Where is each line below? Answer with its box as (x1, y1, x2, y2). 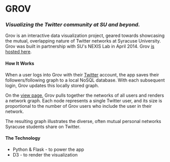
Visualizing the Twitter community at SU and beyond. (5, 21, 141, 28)
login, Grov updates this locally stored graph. (5, 82, 99, 89)
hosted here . (5, 49, 32, 55)
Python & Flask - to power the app (12, 146, 85, 152)
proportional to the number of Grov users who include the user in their (5, 103, 152, 109)
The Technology (5, 135, 41, 141)
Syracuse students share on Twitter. (5, 124, 81, 130)
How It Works (5, 60, 35, 66)
